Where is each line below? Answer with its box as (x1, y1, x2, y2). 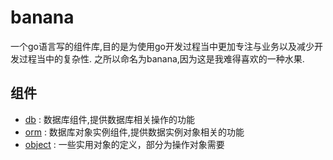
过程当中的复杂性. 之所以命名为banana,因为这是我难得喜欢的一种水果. (18, 52, 305, 65)
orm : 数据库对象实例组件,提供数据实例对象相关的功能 (24, 126, 245, 138)
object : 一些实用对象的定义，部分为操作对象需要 (24, 138, 225, 150)
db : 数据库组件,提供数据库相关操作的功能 (24, 113, 195, 125)
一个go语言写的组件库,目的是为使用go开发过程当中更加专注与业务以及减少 (10, 40, 315, 52)
